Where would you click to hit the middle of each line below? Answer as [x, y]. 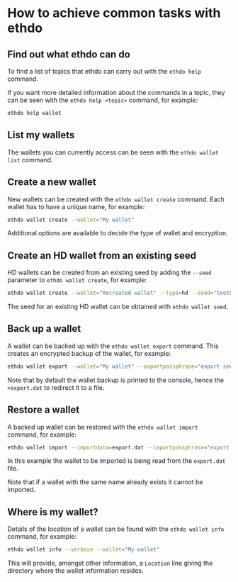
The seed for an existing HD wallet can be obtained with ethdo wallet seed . [118, 307]
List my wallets [41, 135]
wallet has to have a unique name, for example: [76, 206]
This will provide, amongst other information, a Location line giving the [110, 563]
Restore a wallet [44, 410]
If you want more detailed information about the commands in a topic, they [116, 93]
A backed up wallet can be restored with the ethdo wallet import [103, 427]
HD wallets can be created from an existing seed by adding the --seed [110, 273]
